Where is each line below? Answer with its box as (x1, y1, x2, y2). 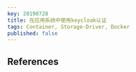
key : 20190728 (7, 10, 49, 17)
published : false (7, 29, 58, 37)
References (7, 55, 59, 67)
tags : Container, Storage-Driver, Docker (7, 23, 130, 30)
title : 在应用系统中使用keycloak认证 (7, 17, 107, 24)
